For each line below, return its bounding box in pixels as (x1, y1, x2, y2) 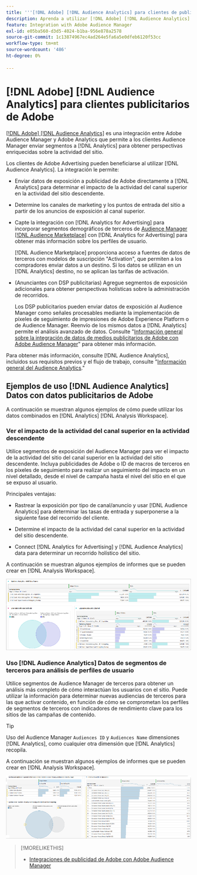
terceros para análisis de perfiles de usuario (6, 666, 134, 675)
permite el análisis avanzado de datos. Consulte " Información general (14, 328, 183, 335)
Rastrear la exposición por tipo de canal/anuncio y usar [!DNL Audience (14, 501, 188, 508)
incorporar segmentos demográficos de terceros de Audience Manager (14, 225, 188, 232)
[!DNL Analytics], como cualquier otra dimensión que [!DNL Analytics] (6, 740, 175, 747)
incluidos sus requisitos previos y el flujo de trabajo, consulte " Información (6, 358, 186, 365)
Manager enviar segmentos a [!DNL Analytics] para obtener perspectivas (6, 142, 183, 149)
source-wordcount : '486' (6, 47, 67, 53)
